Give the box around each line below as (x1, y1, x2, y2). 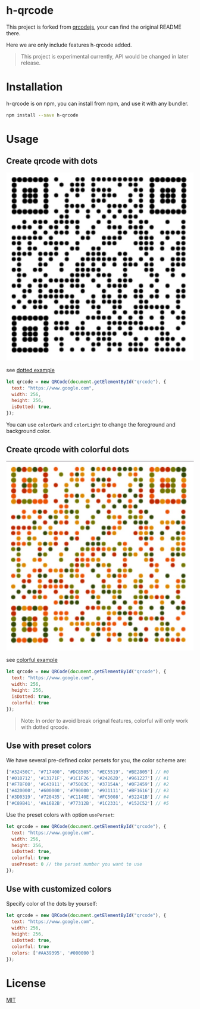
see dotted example (6, 366, 55, 373)
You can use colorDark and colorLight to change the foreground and (6, 421, 176, 428)
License (6, 976, 46, 990)
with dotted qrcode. (20, 723, 70, 731)
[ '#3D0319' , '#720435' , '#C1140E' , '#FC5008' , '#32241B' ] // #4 (6, 794, 169, 801)
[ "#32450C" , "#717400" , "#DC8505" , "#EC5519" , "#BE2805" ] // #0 (6, 769, 169, 775)
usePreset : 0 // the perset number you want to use (11, 861, 143, 867)
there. (6, 29, 21, 36)
